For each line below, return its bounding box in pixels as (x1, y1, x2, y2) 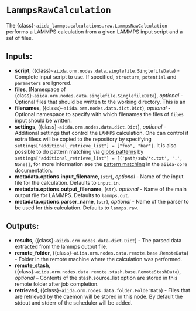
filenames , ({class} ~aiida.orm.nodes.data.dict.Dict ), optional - (14, 104, 171, 111)
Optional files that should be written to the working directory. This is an (14, 98, 186, 105)
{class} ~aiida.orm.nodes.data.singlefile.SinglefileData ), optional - (14, 92, 183, 99)
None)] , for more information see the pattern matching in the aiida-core (14, 160, 188, 167)
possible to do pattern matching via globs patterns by (14, 148, 144, 155)
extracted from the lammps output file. (14, 243, 108, 250)
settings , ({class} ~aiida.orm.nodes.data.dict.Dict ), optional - (14, 123, 167, 130)
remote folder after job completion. (14, 280, 99, 288)
